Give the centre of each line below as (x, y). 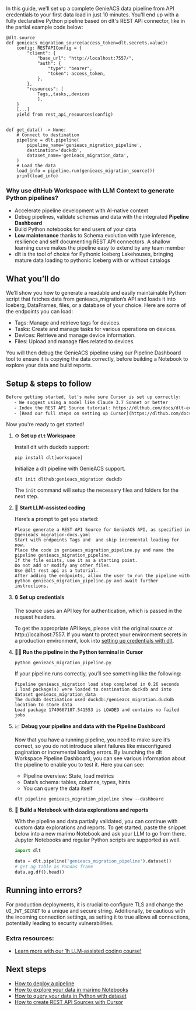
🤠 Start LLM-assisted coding (50, 508)
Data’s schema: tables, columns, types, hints (77, 782)
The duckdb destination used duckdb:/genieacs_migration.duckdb (94, 700)
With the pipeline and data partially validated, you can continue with (96, 822)
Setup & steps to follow (49, 383)
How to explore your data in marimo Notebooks (71, 989)
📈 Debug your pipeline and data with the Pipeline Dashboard (90, 726)
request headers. (35, 617)
